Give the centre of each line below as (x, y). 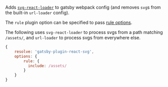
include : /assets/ (47, 66)
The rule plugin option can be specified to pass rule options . (69, 23)
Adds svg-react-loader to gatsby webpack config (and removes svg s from (83, 7)
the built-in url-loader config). (37, 13)
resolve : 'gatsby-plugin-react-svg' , (54, 52)
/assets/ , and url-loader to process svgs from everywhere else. (73, 38)
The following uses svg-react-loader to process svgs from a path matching (84, 32)
